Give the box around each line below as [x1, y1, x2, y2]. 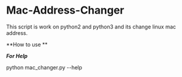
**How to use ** [6, 41, 48, 48]
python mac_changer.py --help [6, 63, 82, 71]
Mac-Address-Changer [6, 4, 124, 17]
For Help [6, 52, 28, 59]
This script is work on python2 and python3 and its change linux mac [6, 23, 176, 30]
